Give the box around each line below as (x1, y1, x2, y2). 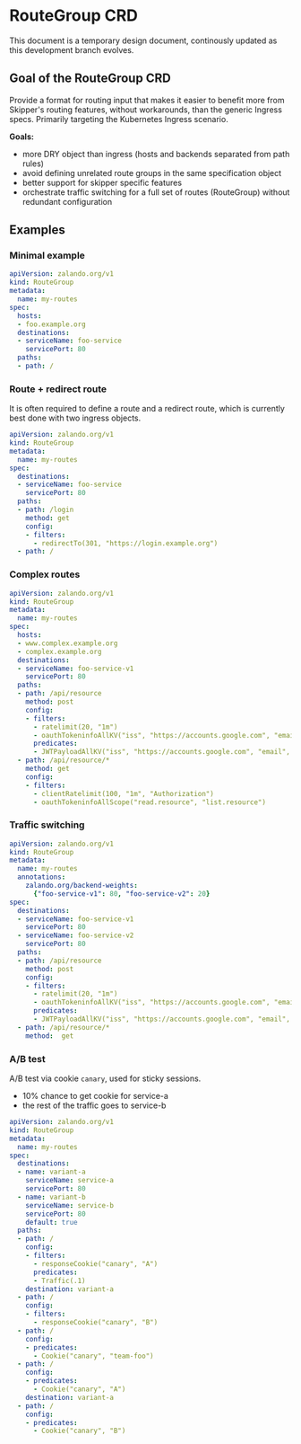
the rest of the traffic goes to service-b (21, 1100, 167, 1111)
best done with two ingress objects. (9, 412, 142, 423)
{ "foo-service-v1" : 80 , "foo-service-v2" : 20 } (32, 889, 211, 899)
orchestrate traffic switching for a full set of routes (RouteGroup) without (21, 186, 290, 198)
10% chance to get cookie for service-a (21, 1091, 168, 1101)
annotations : (17, 873, 66, 881)
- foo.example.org (17, 320, 87, 329)
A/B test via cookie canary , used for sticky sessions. (9, 1073, 202, 1084)
